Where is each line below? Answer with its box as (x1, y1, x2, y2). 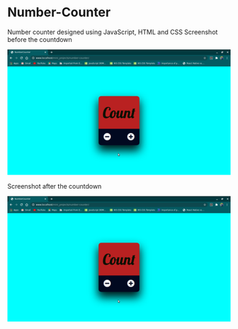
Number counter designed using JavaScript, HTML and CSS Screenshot (7, 28, 218, 36)
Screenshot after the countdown (7, 182, 102, 190)
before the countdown (7, 35, 72, 43)
